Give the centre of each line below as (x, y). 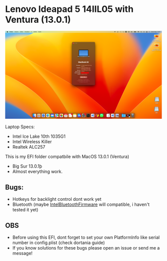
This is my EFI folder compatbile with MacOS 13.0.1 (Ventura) (67, 157)
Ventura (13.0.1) (38, 20)
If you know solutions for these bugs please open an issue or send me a (86, 248)
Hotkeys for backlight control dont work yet (57, 199)
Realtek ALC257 (29, 147)
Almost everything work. (38, 172)
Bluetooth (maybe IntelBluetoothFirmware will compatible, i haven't (81, 204)
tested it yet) (25, 210)
